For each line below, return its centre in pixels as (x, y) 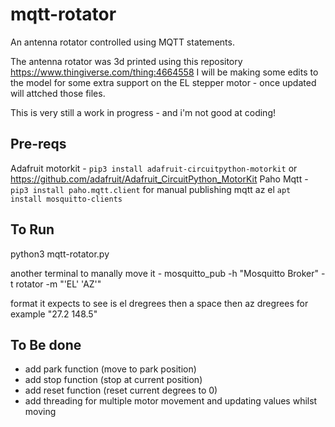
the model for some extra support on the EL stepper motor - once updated (163, 82)
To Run (32, 229)
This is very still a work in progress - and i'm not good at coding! (143, 112)
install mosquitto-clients (66, 199)
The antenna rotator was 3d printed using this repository (126, 61)
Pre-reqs (38, 144)
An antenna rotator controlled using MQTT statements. (122, 42)
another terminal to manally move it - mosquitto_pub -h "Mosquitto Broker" (165, 273)
